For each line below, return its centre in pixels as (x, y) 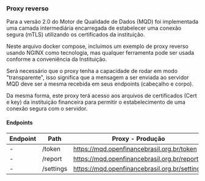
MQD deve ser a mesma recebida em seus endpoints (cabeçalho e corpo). (100, 84)
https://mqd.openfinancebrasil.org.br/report (136, 159)
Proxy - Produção (138, 138)
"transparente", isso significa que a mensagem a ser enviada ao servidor (98, 78)
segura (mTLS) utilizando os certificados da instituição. (76, 35)
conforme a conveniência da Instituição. (57, 60)
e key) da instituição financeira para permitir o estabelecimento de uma (96, 102)
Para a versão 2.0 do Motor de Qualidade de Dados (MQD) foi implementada (103, 22)
